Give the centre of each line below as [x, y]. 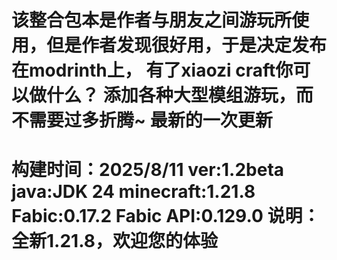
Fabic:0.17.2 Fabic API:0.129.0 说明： [166, 216]
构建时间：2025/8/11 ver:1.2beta [148, 170]
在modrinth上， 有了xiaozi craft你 [152, 70]
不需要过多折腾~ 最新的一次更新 [142, 120]
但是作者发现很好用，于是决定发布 [187, 45]
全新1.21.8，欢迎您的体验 [114, 241]
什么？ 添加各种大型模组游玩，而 [180, 95]
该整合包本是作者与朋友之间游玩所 [152, 20]
